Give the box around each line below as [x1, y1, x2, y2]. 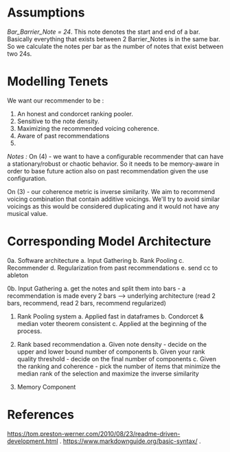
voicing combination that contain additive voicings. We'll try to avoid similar [7, 195, 220, 203]
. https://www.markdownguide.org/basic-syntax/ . [59, 437, 201, 445]
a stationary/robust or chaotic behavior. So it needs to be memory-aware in [7, 160, 220, 168]
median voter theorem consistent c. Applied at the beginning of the [16, 319, 207, 327]
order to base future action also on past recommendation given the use [7, 166, 209, 175]
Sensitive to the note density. [16, 117, 100, 125]
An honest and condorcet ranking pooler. [16, 109, 134, 118]
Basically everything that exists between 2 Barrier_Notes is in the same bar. [7, 34, 221, 43]
